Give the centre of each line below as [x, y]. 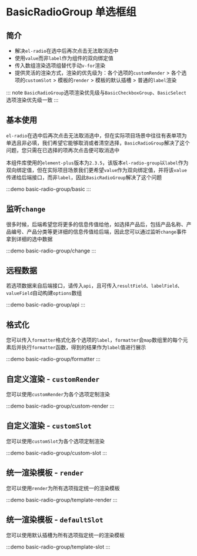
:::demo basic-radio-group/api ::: [46, 305]
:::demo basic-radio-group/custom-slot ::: [57, 453]
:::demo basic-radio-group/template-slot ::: [58, 547]
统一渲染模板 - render [45, 473]
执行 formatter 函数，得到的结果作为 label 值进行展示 [84, 348]
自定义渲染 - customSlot [49, 426]
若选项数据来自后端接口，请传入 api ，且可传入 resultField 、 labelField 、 [94, 286]
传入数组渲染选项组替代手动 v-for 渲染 [60, 65]
